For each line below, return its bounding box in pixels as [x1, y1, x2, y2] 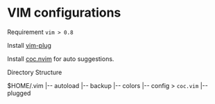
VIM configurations [7, 5, 121, 21]
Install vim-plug [7, 41, 52, 49]
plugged [7, 89, 31, 97]
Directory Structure [7, 68, 62, 76]
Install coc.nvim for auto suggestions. [7, 54, 114, 63]
